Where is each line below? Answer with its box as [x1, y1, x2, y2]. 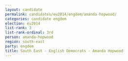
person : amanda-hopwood [5, 35, 54, 40]
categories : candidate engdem [5, 16, 67, 21]
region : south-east [5, 39, 45, 44]
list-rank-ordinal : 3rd [5, 30, 54, 35]
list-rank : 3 [5, 26, 32, 30]
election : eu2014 [5, 21, 41, 26]
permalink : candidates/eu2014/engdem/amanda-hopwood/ [5, 12, 117, 17]
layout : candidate [5, 7, 43, 12]
